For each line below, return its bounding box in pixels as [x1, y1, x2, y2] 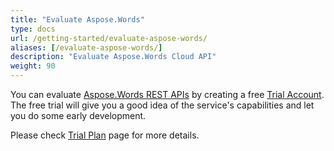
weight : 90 [10, 61, 56, 71]
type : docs [10, 24, 56, 34]
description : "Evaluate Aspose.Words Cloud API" [10, 52, 217, 62]
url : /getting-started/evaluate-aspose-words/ [10, 33, 208, 43]
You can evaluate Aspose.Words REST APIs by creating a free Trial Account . [10, 89, 325, 100]
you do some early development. [10, 110, 147, 121]
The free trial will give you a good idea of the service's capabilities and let [10, 99, 315, 111]
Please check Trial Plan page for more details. [10, 129, 200, 141]
